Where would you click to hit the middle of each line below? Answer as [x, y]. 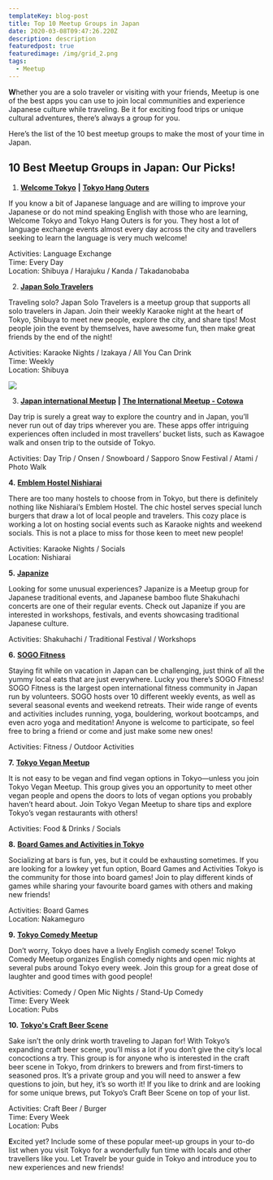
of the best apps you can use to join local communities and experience [127, 100]
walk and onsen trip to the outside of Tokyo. [82, 442]
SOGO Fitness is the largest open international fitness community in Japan [133, 688]
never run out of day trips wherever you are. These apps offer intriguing [129, 425]
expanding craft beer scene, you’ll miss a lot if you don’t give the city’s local [135, 1049]
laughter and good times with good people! [80, 976]
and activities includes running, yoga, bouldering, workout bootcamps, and [134, 714]
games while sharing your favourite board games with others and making [131, 886]
